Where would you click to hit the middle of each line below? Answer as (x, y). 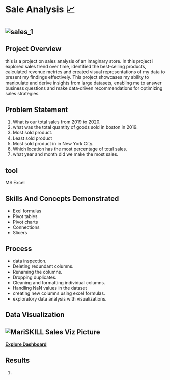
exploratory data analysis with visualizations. (60, 298)
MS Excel (15, 183)
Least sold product (32, 138)
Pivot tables (25, 216)
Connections (26, 227)
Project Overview (33, 49)
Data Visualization (35, 315)
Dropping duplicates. (35, 277)
